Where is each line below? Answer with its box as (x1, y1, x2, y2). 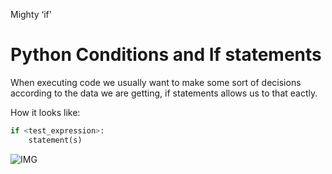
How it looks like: (10, 106, 81, 118)
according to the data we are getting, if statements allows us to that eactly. (10, 87, 318, 99)
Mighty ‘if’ (10, 9, 52, 20)
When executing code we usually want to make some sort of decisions (10, 76, 302, 88)
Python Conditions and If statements (10, 44, 322, 66)
